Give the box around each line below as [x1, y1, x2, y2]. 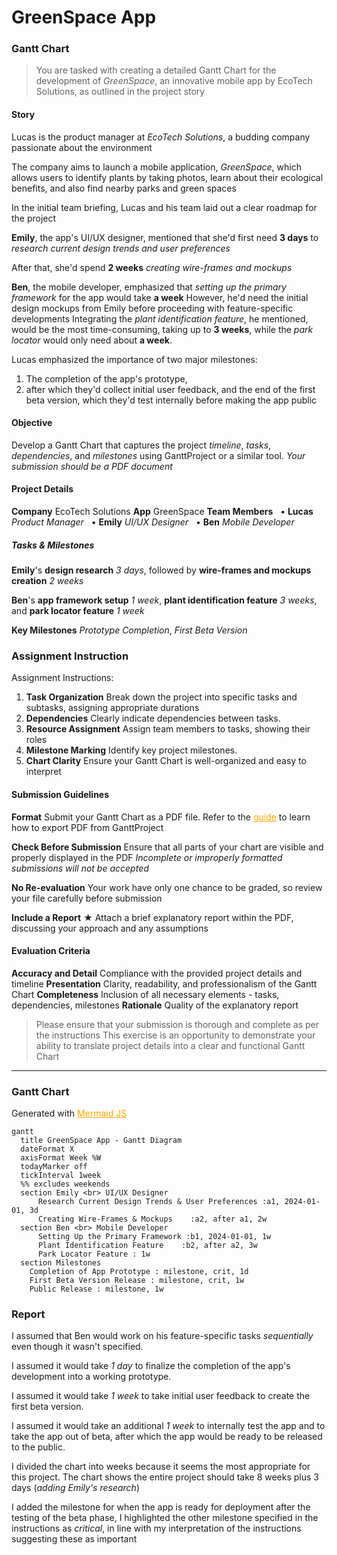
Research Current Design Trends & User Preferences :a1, [37, 1197, 281, 1207]
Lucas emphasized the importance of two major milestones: [11, 353, 258, 365]
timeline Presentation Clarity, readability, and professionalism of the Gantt [11, 977, 318, 990]
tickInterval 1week [20, 1171, 102, 1181]
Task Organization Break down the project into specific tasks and [25, 691, 298, 703]
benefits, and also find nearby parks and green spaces [11, 182, 237, 194]
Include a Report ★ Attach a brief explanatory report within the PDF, [11, 911, 294, 923]
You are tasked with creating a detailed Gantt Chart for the [35, 64, 277, 76]
